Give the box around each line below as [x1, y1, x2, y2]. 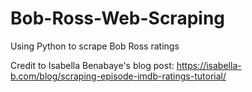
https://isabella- [176, 59, 242, 71]
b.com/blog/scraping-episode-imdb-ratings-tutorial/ [10, 70, 227, 82]
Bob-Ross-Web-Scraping [10, 7, 225, 30]
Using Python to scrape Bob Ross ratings [10, 40, 180, 52]
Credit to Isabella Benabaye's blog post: [10, 59, 175, 71]
